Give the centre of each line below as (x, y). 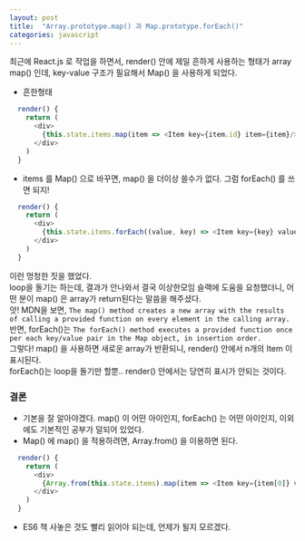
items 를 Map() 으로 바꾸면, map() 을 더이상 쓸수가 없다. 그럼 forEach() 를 (154, 179)
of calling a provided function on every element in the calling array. (150, 319)
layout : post (34, 18)
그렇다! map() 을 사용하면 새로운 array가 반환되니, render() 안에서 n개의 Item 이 (151, 348)
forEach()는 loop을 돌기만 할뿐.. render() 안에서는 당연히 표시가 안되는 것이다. (148, 371)
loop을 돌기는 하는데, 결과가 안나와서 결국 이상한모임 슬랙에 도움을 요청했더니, (147, 287)
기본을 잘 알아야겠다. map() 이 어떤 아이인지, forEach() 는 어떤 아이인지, (150, 418)
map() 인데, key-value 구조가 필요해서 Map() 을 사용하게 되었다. (123, 72)
